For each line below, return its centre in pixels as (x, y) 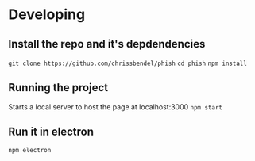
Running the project (58, 88)
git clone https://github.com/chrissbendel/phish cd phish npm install (128, 63)
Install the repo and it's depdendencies (107, 44)
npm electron (30, 150)
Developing (47, 15)
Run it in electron (51, 132)
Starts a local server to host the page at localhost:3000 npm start (115, 107)
